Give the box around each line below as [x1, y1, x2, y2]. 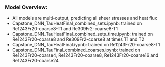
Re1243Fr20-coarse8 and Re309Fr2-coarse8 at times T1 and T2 [12, 36, 145, 42]
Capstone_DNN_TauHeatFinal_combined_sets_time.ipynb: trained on [12, 31, 153, 37]
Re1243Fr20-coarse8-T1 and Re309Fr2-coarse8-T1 [12, 26, 118, 32]
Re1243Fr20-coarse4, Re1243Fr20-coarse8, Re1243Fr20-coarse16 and [12, 52, 159, 58]
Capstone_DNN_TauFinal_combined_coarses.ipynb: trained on [12, 47, 141, 53]
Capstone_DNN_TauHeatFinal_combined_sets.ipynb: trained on [12, 20, 142, 26]
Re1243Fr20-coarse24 [12, 58, 59, 64]
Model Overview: [5, 4, 48, 11]
